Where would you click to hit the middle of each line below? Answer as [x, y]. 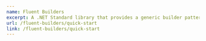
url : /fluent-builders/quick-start [52, 23]
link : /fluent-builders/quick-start [53, 29]
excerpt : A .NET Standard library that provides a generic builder [94, 17]
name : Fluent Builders [35, 12]
